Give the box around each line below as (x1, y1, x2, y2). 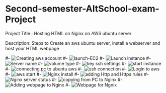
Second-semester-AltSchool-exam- (5, 3, 159, 15)
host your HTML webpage (5, 45, 59, 51)
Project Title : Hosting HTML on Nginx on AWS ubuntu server (5, 30, 132, 36)
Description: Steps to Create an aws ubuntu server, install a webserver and (5, 40, 160, 46)
